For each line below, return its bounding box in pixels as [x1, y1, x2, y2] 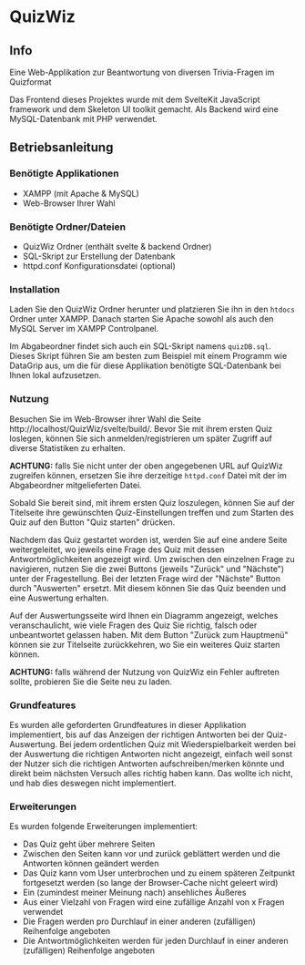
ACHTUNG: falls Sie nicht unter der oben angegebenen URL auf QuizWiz [9, 460, 284, 471]
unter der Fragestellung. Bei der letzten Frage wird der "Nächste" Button [9, 572, 280, 584]
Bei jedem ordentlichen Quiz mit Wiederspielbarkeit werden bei [58, 738, 296, 749]
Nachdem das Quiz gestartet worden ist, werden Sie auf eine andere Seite [9, 534, 288, 545]
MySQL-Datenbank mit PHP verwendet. [9, 114, 158, 124]
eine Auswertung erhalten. [9, 592, 109, 603]
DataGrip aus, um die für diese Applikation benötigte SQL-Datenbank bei [9, 360, 282, 371]
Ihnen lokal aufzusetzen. [9, 370, 102, 381]
